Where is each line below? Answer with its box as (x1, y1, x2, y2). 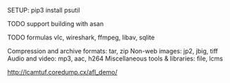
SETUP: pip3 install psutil (7, 6, 80, 14)
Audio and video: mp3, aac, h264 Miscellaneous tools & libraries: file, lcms (7, 54, 224, 63)
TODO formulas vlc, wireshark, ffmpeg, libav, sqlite (7, 33, 155, 41)
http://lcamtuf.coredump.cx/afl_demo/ (7, 68, 118, 76)
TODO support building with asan (7, 20, 104, 27)
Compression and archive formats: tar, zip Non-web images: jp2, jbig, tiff (7, 47, 218, 55)
